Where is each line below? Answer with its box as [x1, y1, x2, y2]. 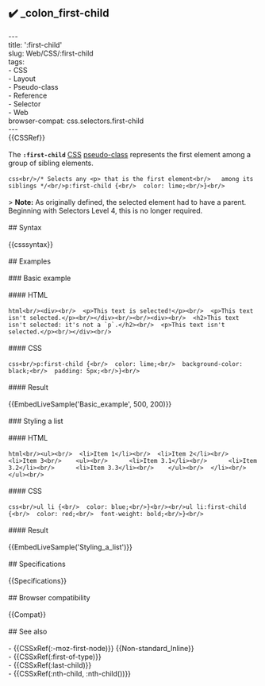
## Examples [8, 256, 52, 266]
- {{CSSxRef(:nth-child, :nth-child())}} [8, 669, 132, 678]
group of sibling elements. [8, 158, 94, 168]
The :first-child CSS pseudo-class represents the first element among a [8, 149, 252, 159]
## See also [8, 626, 48, 636]
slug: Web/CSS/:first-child [8, 48, 94, 58]
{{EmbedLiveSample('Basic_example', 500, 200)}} [8, 399, 172, 409]
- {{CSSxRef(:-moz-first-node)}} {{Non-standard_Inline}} [8, 643, 194, 653]
